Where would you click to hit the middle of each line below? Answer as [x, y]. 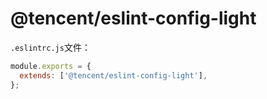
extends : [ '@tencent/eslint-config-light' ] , [113, 75]
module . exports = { [51, 66]
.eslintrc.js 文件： [50, 47]
